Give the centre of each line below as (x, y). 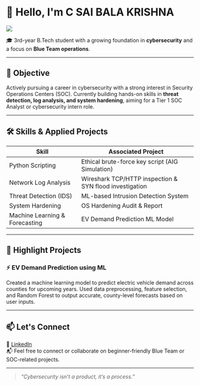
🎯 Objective (28, 73)
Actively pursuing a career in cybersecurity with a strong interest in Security (100, 87)
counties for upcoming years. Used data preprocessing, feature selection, (97, 289)
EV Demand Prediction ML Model (127, 219)
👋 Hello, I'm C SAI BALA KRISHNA (90, 12)
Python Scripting (33, 165)
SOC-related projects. (33, 360)
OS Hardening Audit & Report (122, 205)
